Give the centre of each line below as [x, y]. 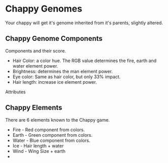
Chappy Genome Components [54, 39]
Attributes [16, 92]
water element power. [35, 66]
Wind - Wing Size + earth [39, 151]
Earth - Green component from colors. [52, 135]
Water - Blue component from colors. [51, 140]
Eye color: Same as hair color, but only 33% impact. [67, 77]
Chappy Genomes [44, 9]
